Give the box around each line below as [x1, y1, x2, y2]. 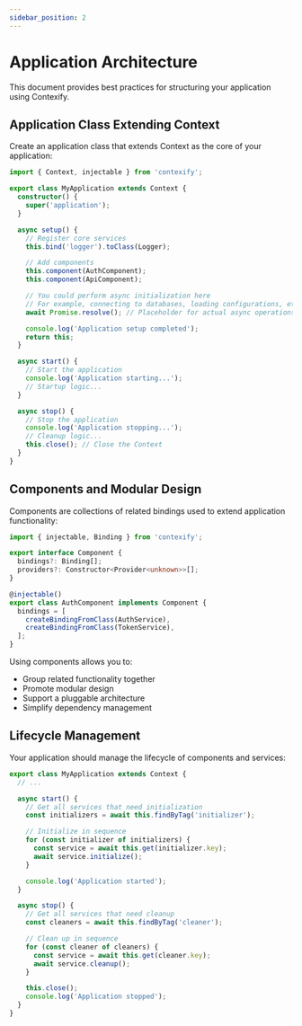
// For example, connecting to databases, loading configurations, [25, 299, 283, 308]
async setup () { [17, 226, 78, 234]
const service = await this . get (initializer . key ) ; [32, 844, 227, 853]
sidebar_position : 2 [9, 13, 87, 22]
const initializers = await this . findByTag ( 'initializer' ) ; [25, 810, 255, 820]
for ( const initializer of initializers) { [25, 836, 191, 845]
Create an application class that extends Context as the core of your [9, 141, 262, 152]
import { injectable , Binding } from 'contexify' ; [9, 532, 203, 542]
